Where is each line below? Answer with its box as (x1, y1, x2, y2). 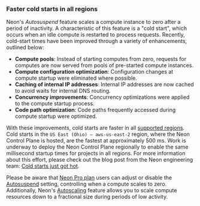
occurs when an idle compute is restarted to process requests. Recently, (6, 31, 186, 38)
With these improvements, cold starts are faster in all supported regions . (6, 125, 184, 132)
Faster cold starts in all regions (6, 5, 98, 13)
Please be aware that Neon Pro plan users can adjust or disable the (6, 174, 172, 181)
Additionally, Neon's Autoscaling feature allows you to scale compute (6, 187, 177, 194)
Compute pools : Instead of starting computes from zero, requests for (14, 56, 187, 63)
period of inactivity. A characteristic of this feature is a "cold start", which (6, 25, 187, 32)
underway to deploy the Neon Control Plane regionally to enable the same (6, 143, 189, 151)
